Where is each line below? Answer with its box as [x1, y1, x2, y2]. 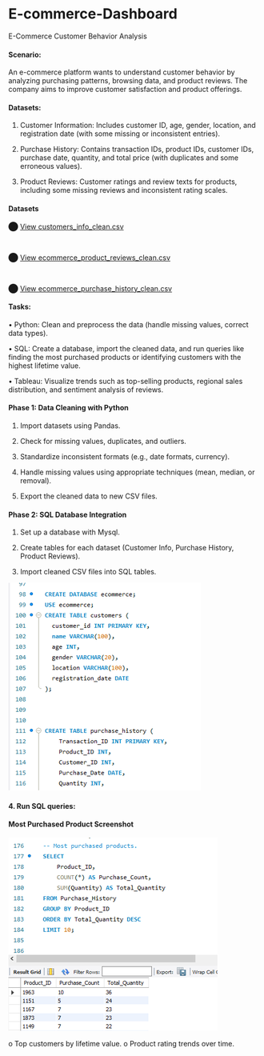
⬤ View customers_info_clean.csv [8, 222, 124, 231]
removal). [19, 475, 52, 485]
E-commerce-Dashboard [8, 5, 178, 23]
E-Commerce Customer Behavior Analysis [8, 31, 148, 41]
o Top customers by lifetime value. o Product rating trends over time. [8, 1038, 234, 1048]
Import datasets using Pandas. [19, 421, 121, 430]
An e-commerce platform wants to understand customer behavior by [8, 67, 235, 77]
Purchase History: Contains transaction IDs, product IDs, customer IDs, [19, 145, 254, 154]
